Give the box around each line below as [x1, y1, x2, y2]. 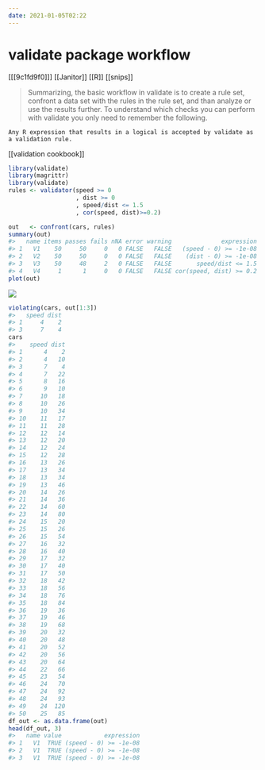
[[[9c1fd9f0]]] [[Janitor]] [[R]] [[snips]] [8, 72, 133, 82]
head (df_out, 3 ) [8, 724, 62, 733]
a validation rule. [8, 135, 73, 143]
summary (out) [8, 230, 52, 238]
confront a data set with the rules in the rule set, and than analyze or [27, 96, 252, 106]
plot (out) [8, 275, 41, 283]
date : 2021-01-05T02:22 [8, 11, 87, 20]
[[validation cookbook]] [8, 148, 85, 159]
